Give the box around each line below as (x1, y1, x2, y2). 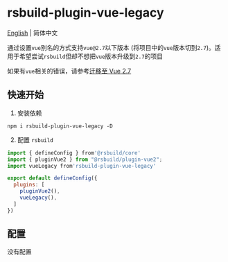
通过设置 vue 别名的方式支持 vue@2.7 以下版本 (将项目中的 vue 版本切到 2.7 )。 (7, 43, 215, 51)
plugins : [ (13, 182, 45, 189)
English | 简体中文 (7, 28, 58, 37)
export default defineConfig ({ (7, 175, 98, 182)
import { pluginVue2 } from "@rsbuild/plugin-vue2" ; (7, 156, 163, 163)
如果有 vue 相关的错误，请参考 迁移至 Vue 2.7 (7, 67, 132, 75)
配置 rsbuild (17, 135, 53, 143)
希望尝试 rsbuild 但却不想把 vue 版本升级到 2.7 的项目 (19, 52, 164, 60)
